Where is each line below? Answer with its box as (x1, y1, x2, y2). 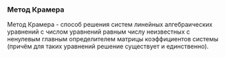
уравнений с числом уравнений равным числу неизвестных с (7, 27, 191, 36)
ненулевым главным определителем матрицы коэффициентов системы (7, 35, 219, 43)
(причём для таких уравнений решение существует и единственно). (7, 43, 209, 51)
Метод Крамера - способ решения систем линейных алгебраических (7, 21, 213, 29)
